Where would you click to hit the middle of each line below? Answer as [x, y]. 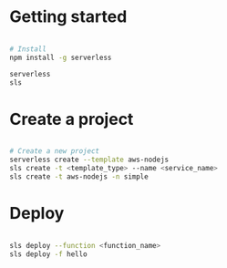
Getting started [68, 17]
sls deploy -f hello [49, 254]
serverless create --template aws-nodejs [89, 160]
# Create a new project [55, 151]
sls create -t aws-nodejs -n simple [79, 177]
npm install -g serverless [61, 57]
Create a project [72, 119]
